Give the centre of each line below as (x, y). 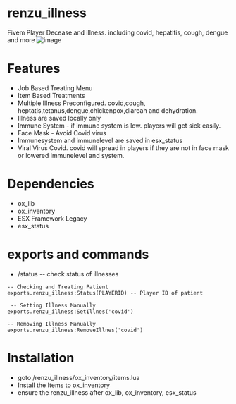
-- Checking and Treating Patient (58, 287)
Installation (41, 358)
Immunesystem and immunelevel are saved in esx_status (100, 140)
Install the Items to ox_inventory (64, 385)
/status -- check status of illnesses (68, 274)
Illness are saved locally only (59, 118)
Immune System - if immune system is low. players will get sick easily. (119, 126)
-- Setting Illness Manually (53, 305)
